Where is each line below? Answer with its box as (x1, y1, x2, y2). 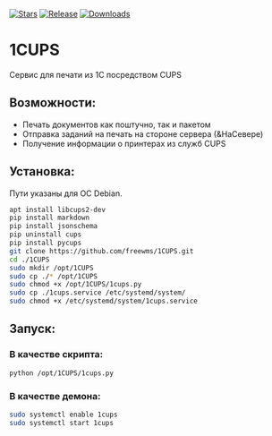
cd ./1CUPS (9, 255, 50, 264)
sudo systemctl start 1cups (9, 418, 115, 427)
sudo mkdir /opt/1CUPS (9, 263, 94, 272)
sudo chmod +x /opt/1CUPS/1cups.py (9, 280, 142, 289)
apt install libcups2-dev (9, 205, 106, 214)
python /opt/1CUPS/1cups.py (9, 368, 115, 378)
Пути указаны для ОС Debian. (9, 188, 123, 199)
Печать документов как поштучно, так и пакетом (21, 119, 212, 130)
